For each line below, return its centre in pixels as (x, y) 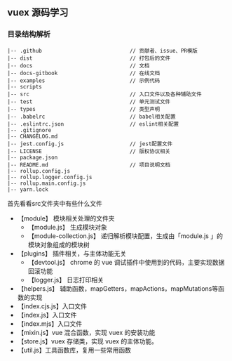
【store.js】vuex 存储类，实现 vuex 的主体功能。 (88, 341)
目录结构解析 (29, 34)
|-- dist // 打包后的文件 (89, 58)
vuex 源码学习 (38, 13)
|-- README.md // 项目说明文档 (89, 165)
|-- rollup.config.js (39, 171)
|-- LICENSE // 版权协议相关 (89, 151)
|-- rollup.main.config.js (47, 183)
